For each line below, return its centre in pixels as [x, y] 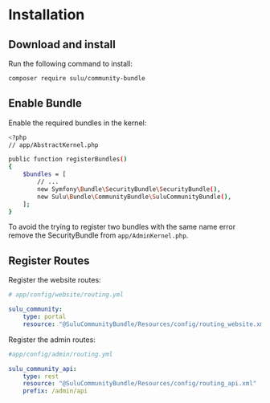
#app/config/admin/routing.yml [61, 354]
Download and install [62, 45]
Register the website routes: [55, 280]
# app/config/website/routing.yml [66, 295]
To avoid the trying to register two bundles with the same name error [122, 227]
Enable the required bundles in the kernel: [78, 123]
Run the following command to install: [70, 63]
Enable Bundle [45, 103]
